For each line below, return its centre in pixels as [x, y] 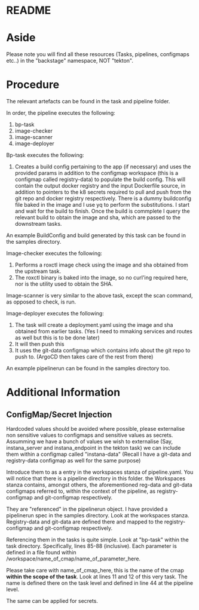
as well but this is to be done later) [57, 338]
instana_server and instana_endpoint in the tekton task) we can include [94, 448]
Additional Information [63, 393]
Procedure [33, 85]
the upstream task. [38, 271]
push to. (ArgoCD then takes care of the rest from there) [84, 357]
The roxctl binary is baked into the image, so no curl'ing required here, [101, 278]
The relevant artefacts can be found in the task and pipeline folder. [88, 102]
